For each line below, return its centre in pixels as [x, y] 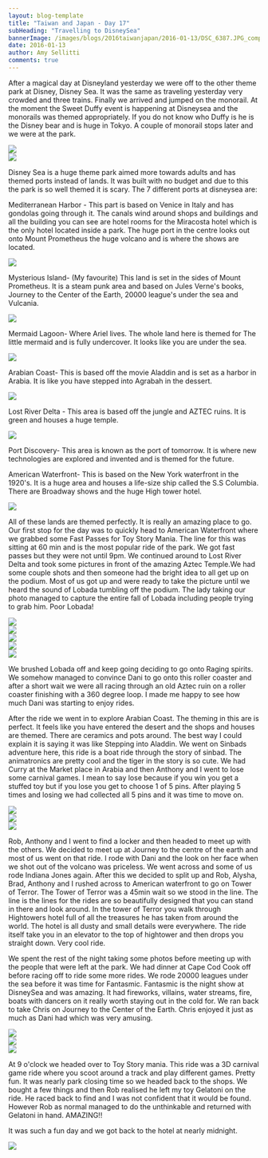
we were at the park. [42, 133]
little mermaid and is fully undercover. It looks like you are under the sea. [128, 342]
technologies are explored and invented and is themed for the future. [121, 458]
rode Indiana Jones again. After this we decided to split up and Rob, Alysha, [133, 874]
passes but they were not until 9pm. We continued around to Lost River [125, 555]
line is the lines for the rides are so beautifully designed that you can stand [131, 900]
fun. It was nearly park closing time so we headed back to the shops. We [128, 1081]
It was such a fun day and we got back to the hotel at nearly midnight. [123, 1130]
